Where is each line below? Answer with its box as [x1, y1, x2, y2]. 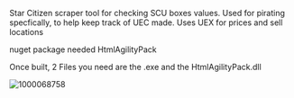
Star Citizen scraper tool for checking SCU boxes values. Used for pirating [9, 8, 286, 18]
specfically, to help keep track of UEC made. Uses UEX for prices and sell [9, 17, 283, 28]
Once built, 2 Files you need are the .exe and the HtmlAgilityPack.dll [9, 62, 262, 72]
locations [9, 27, 43, 37]
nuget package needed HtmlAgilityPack [9, 44, 157, 55]
